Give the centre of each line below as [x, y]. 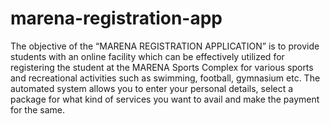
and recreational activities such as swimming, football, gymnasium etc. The [165, 78]
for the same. [38, 109]
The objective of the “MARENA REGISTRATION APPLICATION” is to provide [165, 46]
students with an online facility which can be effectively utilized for [147, 56]
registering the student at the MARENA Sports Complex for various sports [162, 67]
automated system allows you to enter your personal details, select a [152, 88]
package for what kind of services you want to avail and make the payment [165, 99]
